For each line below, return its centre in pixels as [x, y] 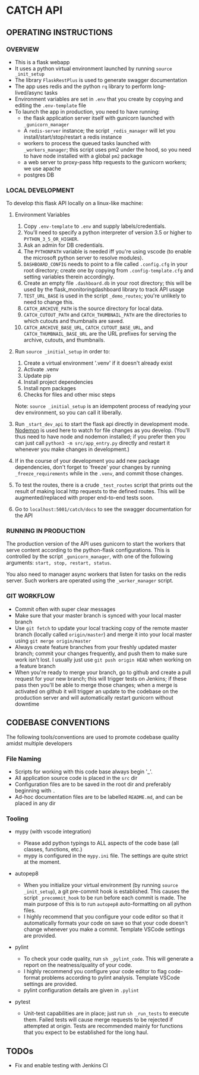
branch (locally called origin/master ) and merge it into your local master [103, 634]
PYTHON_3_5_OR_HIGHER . [51, 239]
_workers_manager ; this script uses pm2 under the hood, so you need [107, 149]
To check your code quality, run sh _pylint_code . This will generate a [108, 959]
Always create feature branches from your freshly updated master [96, 647]
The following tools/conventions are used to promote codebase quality [93, 737]
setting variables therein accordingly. [69, 277]
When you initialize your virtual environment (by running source [101, 885]
